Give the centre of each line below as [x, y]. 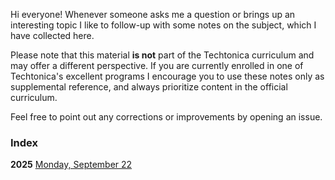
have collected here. [52, 35]
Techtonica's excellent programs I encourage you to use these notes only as [167, 76]
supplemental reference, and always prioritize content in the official [149, 87]
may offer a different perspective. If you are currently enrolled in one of [157, 65]
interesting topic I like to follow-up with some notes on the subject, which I [163, 25]
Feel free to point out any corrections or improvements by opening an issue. [166, 117]
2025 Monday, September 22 [71, 165]
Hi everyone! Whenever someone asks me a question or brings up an [153, 14]
